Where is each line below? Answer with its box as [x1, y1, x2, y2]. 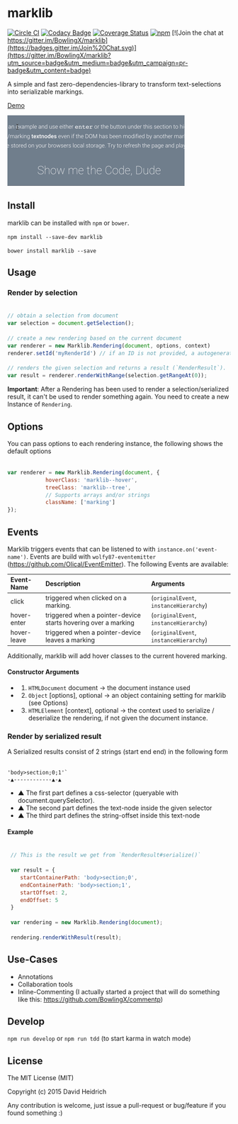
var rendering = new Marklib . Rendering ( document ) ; [10, 919, 163, 926]
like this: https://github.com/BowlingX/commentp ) [17, 995, 164, 1003]
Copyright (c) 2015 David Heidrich [7, 1087, 107, 1096]
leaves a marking [45, 636, 96, 645]
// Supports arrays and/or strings [45, 491, 151, 499]
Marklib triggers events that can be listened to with [7, 545, 156, 553]
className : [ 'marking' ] [45, 499, 115, 506]
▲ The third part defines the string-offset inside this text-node [17, 811, 200, 820]
